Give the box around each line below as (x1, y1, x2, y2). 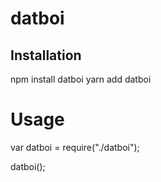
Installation (10, 47, 82, 64)
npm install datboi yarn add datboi (10, 73, 152, 85)
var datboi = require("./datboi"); (10, 141, 140, 153)
